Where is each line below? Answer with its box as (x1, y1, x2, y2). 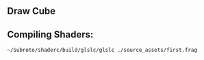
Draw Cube (7, 5, 56, 17)
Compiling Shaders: (7, 29, 94, 40)
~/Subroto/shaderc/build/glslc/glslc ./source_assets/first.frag (7, 47, 197, 54)
